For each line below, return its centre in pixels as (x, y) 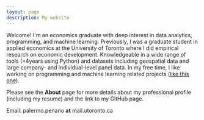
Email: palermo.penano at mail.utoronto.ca (60, 110)
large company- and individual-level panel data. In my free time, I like (93, 67)
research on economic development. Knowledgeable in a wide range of (96, 54)
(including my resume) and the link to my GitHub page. (75, 99)
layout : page (23, 12)
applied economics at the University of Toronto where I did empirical (93, 48)
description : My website (38, 18)
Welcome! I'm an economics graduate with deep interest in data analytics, (99, 35)
